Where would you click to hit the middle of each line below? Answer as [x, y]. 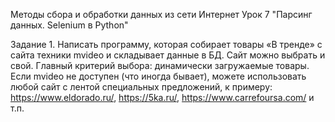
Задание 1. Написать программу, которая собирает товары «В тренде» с [166, 44]
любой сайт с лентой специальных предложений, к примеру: [141, 87]
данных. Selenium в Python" [69, 25]
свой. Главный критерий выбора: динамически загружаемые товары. [160, 65]
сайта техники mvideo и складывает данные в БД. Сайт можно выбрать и [168, 55]
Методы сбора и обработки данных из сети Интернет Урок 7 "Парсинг [161, 14]
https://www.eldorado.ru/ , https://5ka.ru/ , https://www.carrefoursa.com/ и [162, 97]
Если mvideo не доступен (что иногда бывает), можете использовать [158, 76]
